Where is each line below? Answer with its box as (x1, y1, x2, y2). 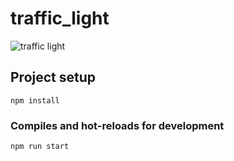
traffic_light (10, 7, 110, 30)
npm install (10, 95, 60, 106)
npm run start (10, 142, 70, 152)
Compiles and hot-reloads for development (10, 118, 225, 132)
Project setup (10, 69, 97, 86)
